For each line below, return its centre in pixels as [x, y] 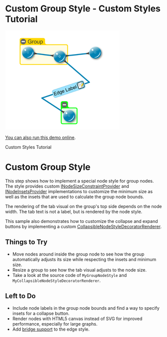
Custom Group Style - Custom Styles [83, 9]
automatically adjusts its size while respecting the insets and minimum [84, 259]
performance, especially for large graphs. [55, 324]
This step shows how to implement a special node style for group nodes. [80, 181]
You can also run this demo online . [41, 137]
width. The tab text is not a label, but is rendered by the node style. [74, 211]
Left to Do [20, 296]
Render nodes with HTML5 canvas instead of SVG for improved [77, 319]
